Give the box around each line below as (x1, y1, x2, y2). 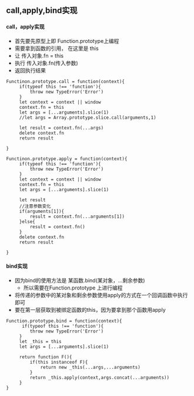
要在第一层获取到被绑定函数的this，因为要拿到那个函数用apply (14, 306, 166, 313)
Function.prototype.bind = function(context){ (6, 318, 122, 324)
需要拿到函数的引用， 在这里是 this (14, 45, 99, 52)
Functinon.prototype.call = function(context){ (6, 78, 125, 84)
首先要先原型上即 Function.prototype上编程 (14, 37, 119, 44)
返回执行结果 (14, 66, 46, 74)
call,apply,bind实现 (6, 5, 78, 16)
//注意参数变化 (19, 203, 51, 209)
